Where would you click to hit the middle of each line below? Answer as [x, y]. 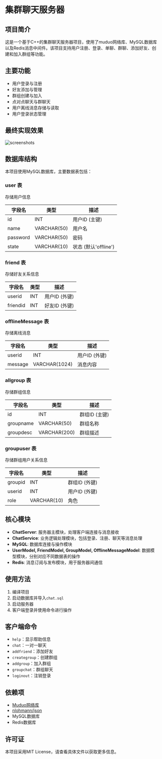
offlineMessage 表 [27, 321]
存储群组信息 [18, 392]
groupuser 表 [21, 448]
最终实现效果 [24, 131]
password [19, 237]
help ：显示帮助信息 [31, 639]
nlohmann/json [27, 710]
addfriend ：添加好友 [32, 651]
